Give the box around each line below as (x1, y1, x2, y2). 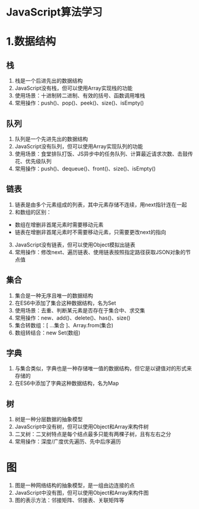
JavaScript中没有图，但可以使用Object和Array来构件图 (14, 489, 149, 497)
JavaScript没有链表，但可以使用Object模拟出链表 (14, 241, 135, 248)
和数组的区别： (14, 208, 52, 216)
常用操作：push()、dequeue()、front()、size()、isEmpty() (14, 165, 156, 172)
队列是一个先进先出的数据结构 (14, 135, 88, 143)
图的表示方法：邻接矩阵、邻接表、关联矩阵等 (14, 497, 125, 504)
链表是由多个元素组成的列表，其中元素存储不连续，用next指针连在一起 (14, 201, 187, 208)
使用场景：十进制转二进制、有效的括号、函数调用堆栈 (14, 92, 146, 99)
